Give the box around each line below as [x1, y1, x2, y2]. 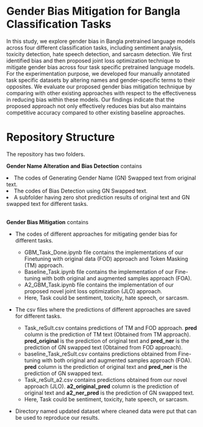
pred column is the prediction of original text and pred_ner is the [24, 363, 188, 370]
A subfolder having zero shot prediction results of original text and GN [14, 194, 190, 201]
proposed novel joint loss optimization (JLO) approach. [24, 287, 163, 294]
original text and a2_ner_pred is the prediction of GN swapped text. [24, 389, 194, 396]
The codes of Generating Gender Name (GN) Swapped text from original [14, 174, 196, 181]
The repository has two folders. [6, 150, 85, 158]
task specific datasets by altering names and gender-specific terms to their [6, 76, 196, 84]
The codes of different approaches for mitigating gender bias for [15, 230, 178, 238]
